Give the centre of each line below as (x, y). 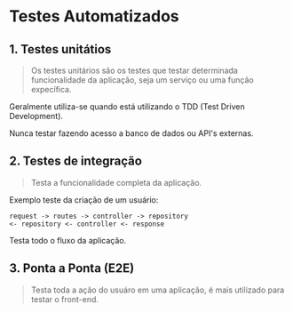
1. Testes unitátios (60, 49)
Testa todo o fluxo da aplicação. (68, 240)
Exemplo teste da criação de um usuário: (84, 200)
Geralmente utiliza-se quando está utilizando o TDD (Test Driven (127, 107)
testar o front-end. (65, 299)
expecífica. (51, 89)
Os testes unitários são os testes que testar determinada (134, 70)
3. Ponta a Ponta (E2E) (72, 268)
